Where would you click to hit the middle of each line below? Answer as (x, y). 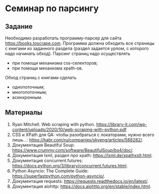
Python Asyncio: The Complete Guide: (50, 171)
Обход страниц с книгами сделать (41, 78)
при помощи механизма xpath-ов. (48, 68)
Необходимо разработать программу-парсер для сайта (64, 38)
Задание (19, 26)
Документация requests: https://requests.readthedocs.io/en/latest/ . (80, 181)
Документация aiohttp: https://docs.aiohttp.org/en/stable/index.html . (82, 186)
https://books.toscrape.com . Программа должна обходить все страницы (80, 43)
